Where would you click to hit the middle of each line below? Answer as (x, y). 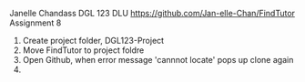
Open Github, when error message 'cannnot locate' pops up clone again (158, 60)
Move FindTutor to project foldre (83, 50)
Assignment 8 (36, 23)
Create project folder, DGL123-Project (93, 41)
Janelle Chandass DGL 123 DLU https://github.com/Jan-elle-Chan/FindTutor (152, 13)
